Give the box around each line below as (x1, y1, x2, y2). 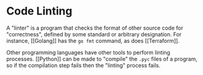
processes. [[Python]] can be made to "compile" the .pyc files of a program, (6, 55, 198, 62)
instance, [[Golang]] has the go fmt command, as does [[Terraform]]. (6, 37, 180, 44)
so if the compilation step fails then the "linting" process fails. (6, 62, 161, 69)
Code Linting (6, 4, 73, 18)
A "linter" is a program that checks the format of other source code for (6, 24, 183, 31)
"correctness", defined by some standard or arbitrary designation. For (6, 30, 182, 37)
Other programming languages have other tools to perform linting (6, 48, 171, 56)
